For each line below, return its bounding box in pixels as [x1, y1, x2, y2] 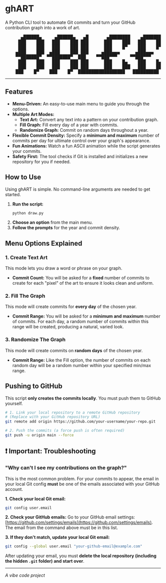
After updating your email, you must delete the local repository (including [5, 553, 157, 559]
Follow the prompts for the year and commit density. [12, 225, 120, 231]
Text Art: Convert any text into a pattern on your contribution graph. [19, 116, 159, 122]
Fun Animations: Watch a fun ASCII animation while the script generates [12, 143, 161, 149]
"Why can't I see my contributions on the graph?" [5, 464, 127, 471]
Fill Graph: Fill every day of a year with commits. [19, 122, 119, 128]
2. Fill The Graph [5, 293, 45, 300]
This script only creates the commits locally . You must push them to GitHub [5, 395, 161, 401]
